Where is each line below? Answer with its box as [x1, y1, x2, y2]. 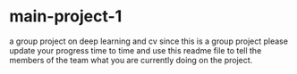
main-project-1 [9, 6, 123, 27]
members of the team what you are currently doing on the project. [9, 54, 253, 65]
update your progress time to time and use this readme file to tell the [9, 45, 262, 55]
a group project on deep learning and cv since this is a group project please [9, 36, 289, 46]
